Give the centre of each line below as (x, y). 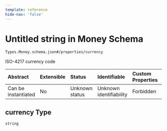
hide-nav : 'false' (24, 14)
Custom (142, 74)
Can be (16, 88)
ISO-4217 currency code (30, 62)
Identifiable (111, 77)
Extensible (52, 77)
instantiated (21, 95)
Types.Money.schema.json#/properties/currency (54, 52)
